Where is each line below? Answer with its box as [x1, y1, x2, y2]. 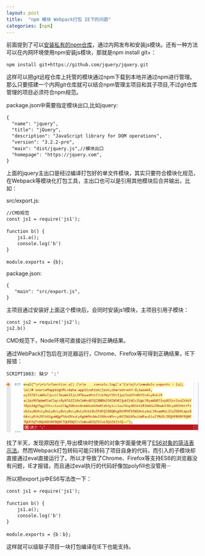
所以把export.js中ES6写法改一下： [6, 475, 92, 482]
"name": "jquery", [12, 121, 59, 127]
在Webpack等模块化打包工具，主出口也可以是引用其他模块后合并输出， [6, 177, 185, 185]
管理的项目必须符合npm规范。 [6, 89, 82, 96]
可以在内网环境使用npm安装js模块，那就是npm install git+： [6, 49, 157, 56]
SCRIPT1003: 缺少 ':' [6, 371, 60, 377]
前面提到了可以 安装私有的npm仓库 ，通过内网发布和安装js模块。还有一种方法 [6, 41, 198, 48]
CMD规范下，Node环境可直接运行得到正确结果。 [6, 337, 129, 345]
